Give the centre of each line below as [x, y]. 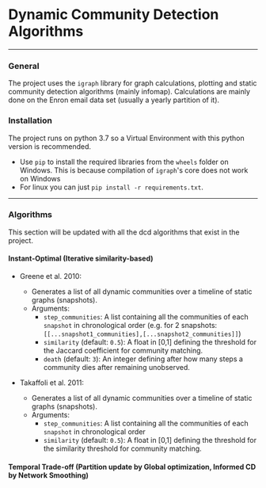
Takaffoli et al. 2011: [52, 383]
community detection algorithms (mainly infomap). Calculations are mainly [129, 92]
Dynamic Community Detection [114, 15]
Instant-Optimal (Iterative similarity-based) [81, 258]
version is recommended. [50, 146]
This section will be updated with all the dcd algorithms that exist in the [124, 232]
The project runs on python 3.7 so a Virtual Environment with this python [126, 138]
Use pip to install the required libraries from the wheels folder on [124, 162]
